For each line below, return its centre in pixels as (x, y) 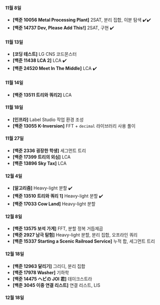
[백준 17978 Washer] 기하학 (41, 272)
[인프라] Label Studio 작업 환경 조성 (48, 120)
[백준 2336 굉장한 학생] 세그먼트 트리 (49, 151)
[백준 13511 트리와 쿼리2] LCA (42, 95)
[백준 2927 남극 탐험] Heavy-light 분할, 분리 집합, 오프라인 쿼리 (75, 235)
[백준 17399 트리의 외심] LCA (41, 157)
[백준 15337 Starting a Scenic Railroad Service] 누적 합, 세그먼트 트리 (84, 241)
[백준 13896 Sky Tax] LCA (39, 163)
